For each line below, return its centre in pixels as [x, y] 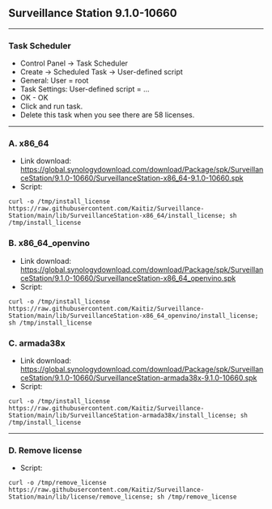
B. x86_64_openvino [49, 244]
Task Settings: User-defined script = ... [85, 89]
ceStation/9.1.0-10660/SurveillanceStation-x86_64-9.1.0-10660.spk [132, 178]
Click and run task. [51, 106]
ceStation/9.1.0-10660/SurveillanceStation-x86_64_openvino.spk [128, 278]
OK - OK [34, 98]
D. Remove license [45, 450]
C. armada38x [37, 343]
